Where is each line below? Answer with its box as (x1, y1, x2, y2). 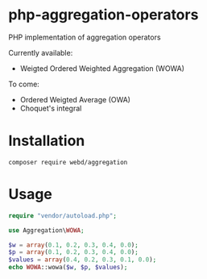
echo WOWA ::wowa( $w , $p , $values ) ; (8, 264, 128, 272)
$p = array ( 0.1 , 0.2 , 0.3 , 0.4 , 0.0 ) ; (8, 248, 139, 256)
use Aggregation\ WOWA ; (8, 226, 85, 235)
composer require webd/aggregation (8, 158, 128, 166)
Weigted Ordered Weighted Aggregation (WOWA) (19, 63, 185, 73)
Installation (8, 131, 85, 150)
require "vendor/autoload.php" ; (8, 211, 117, 219)
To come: (8, 79, 40, 89)
